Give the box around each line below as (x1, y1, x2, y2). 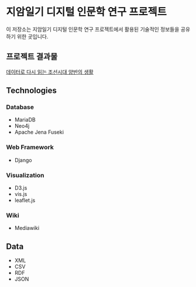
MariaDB (14, 116, 36, 123)
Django (14, 156, 32, 163)
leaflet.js (14, 197, 36, 204)
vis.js (14, 191, 27, 198)
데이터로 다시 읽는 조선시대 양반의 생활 (6, 68, 94, 75)
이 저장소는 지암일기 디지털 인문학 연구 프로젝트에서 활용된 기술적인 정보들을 (6, 26, 180, 33)
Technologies (6, 86, 57, 96)
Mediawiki (14, 225, 40, 232)
